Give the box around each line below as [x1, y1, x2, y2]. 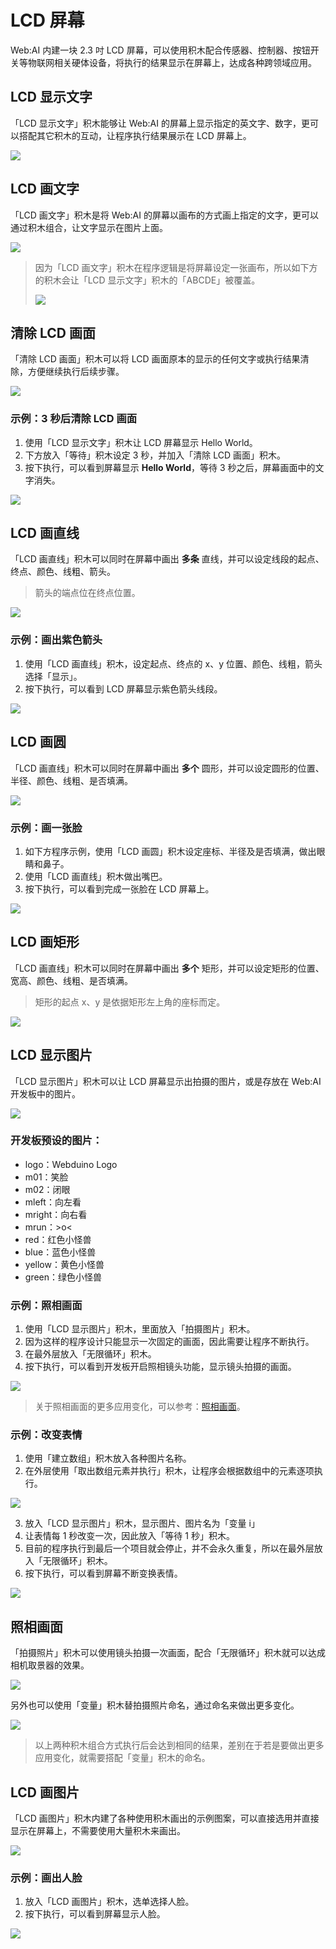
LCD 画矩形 [10, 934, 80, 951]
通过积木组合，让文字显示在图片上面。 [10, 221, 168, 233]
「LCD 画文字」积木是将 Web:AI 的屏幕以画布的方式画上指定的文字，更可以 [10, 209, 319, 221]
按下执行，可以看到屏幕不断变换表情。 [24, 1567, 183, 1580]
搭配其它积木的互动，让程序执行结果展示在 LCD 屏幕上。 [18, 129, 252, 141]
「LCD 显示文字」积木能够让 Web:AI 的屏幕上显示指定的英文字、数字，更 [10, 117, 310, 129]
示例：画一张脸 [10, 821, 83, 835]
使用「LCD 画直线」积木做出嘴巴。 [24, 870, 168, 882]
